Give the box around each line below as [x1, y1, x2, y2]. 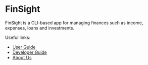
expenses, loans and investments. [5, 25, 75, 31]
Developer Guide [12, 49, 47, 55]
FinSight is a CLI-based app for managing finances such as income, [5, 20, 144, 26]
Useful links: [5, 34, 31, 40]
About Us [12, 54, 32, 60]
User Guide [12, 44, 36, 50]
